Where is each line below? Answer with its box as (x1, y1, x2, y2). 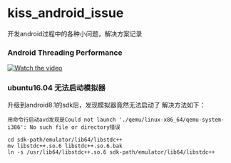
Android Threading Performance (7, 48, 123, 58)
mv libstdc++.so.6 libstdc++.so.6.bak (7, 142, 123, 149)
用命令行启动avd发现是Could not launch (7, 116, 116, 123)
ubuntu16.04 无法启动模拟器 (7, 83, 106, 93)
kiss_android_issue (7, 5, 124, 21)
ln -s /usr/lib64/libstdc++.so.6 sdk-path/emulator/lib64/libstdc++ (7, 148, 215, 156)
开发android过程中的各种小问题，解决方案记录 (7, 29, 143, 38)
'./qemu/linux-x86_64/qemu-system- (118, 116, 225, 123)
